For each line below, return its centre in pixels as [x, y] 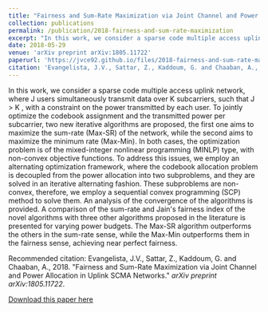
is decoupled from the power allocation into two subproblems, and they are [132, 175]
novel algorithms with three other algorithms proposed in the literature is [127, 217]
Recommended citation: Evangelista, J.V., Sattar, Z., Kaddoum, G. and [122, 258]
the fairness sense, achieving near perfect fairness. [93, 243]
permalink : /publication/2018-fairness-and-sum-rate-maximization [121, 30]
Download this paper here [51, 299]
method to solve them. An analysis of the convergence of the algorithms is [131, 200]
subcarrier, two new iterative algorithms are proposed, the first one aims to [131, 124]
